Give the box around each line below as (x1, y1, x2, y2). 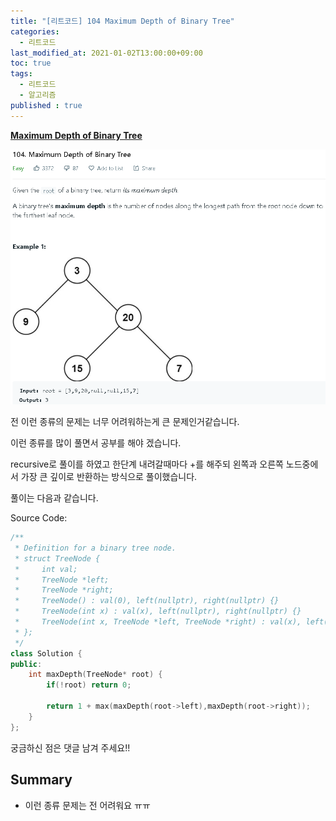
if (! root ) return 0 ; (46, 680, 132, 690)
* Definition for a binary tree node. (14, 543, 177, 553)
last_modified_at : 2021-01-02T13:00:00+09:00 (10, 48, 203, 58)
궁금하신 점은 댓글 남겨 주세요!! (10, 741, 131, 754)
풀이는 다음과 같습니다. (10, 492, 99, 504)
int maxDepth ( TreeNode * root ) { (28, 670, 163, 680)
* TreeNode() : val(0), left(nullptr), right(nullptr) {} (14, 596, 280, 606)
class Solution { (10, 648, 83, 659)
